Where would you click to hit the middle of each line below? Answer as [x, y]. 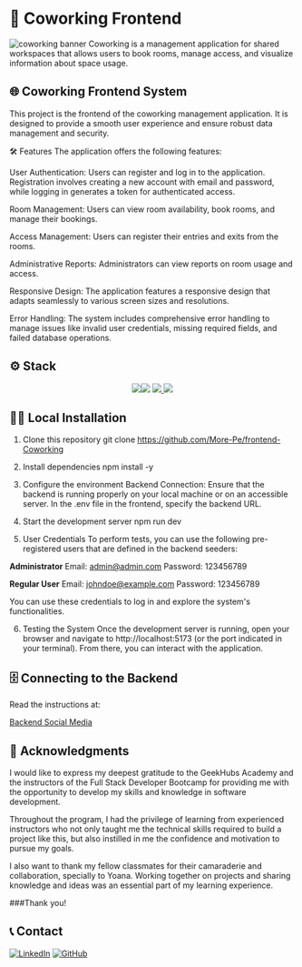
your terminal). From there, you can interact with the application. [142, 649]
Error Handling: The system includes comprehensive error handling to [140, 318]
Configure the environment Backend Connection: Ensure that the [143, 485]
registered [42, 549]
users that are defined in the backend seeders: [151, 549]
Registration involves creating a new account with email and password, [142, 182]
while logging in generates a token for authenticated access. [122, 191]
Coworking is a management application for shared [184, 44]
